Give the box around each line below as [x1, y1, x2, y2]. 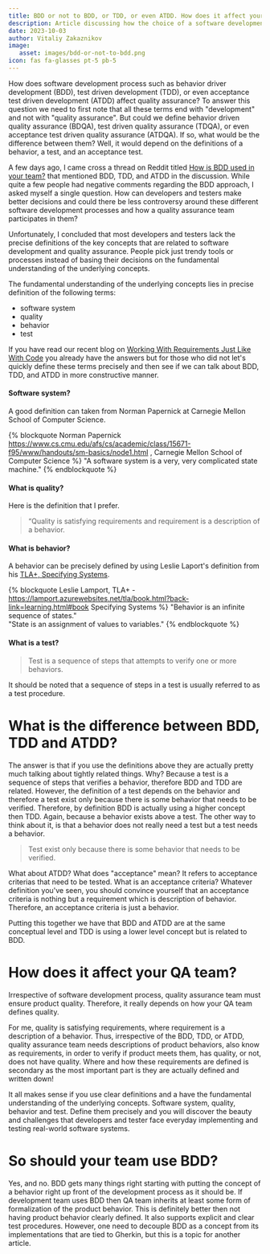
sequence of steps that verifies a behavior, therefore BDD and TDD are [8, 777, 243, 787]
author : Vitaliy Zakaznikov [8, 34, 103, 43]
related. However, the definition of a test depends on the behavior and [8, 785, 241, 796]
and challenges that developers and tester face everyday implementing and [8, 1115, 259, 1125]
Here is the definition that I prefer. [8, 501, 120, 510]
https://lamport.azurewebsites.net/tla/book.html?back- [8, 594, 190, 604]
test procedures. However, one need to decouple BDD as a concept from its [8, 1221, 260, 1231]
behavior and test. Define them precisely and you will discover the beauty [8, 1106, 252, 1116]
